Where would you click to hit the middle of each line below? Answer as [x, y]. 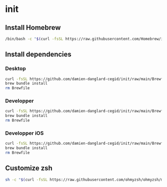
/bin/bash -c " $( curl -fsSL [34, 39]
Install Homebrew [33, 28]
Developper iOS [24, 133]
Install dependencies [38, 54]
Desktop [16, 69]
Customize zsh [29, 168]
